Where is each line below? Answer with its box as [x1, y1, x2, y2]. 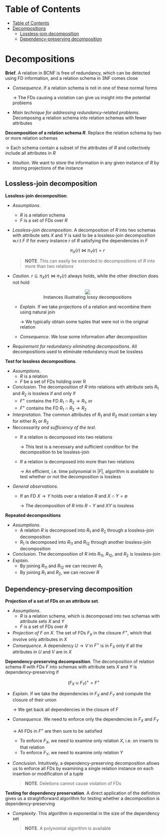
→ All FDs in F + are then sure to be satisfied [12, 727, 103, 734]
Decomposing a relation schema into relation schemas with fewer [12, 115, 147, 121]
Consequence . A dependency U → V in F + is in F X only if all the [12, 641, 143, 649]
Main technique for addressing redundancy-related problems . [12, 109, 140, 115]
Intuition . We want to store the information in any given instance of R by [12, 160, 160, 166]
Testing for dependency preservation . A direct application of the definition [5, 790, 161, 796]
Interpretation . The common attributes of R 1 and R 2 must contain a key [12, 412, 157, 418]
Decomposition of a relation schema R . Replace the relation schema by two [5, 130, 162, 136]
